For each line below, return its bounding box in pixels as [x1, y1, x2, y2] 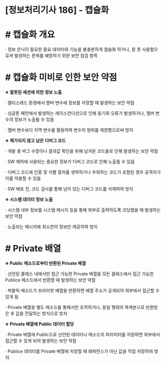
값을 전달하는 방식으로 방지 [15, 310, 68, 316]
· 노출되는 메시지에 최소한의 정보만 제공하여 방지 [5, 224, 98, 230]
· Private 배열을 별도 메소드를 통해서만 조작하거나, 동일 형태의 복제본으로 [5, 304, 145, 310]
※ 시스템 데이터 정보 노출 [5, 196, 53, 202]
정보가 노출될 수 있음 [14, 117, 55, 122]
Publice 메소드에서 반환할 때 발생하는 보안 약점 [5, 277, 96, 283]
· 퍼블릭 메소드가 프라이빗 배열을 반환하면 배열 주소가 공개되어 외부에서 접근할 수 [5, 288, 160, 293]
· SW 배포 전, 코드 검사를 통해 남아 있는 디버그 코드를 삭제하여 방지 [5, 186, 133, 192]
